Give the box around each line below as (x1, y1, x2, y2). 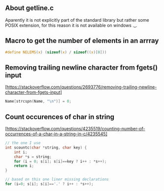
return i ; (14, 163, 34, 168)
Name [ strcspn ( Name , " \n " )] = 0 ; (5, 99, 71, 104)
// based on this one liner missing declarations (5, 177, 109, 182)
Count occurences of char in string (5, 113, 115, 121)
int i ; (14, 150, 28, 154)
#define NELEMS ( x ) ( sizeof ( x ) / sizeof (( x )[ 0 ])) (5, 49, 107, 55)
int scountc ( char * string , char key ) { (5, 145, 87, 150)
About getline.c (5, 4, 54, 12)
